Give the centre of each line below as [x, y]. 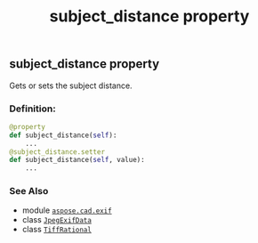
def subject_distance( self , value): [77, 160]
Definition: [32, 109]
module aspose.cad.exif [67, 210]
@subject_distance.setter [57, 152]
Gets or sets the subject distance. [71, 85]
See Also [29, 191]
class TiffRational [56, 230]
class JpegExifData [56, 220]
